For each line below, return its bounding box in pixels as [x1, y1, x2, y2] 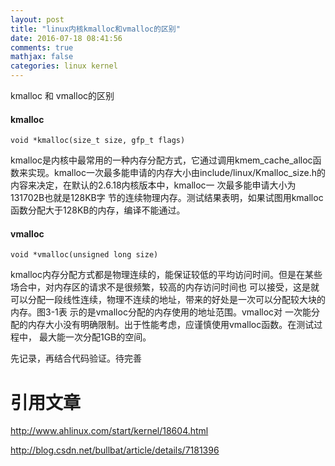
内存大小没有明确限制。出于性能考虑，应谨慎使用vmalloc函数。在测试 [27, 319, 315, 331]
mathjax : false [10, 52, 74, 62]
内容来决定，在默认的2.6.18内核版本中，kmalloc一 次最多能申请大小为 [10, 179, 297, 191]
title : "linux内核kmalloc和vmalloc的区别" [10, 24, 181, 34]
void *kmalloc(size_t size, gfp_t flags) [10, 136, 186, 146]
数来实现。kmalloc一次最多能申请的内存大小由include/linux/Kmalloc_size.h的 [10, 167, 326, 179]
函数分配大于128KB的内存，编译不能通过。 [10, 204, 186, 216]
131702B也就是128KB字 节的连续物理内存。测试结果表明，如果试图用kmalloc [10, 192, 324, 204]
